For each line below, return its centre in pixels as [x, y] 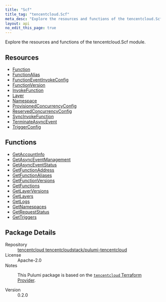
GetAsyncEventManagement [41, 159]
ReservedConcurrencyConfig [42, 111]
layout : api [17, 23]
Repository [16, 244]
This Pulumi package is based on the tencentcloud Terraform [80, 275]
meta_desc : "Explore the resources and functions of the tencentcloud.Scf [84, 19]
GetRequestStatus [31, 212]
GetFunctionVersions [34, 180]
